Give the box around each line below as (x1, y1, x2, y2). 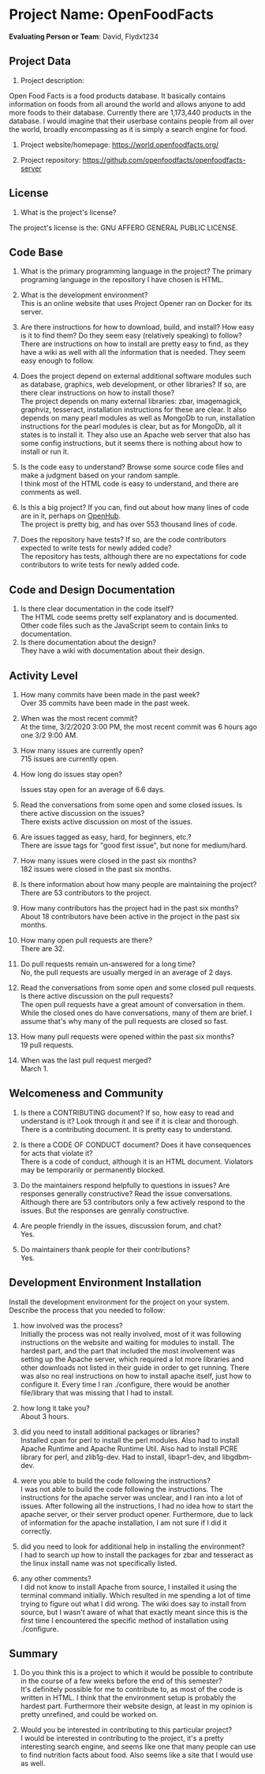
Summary (9, 1647, 58, 1661)
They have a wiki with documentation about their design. (20, 646, 205, 655)
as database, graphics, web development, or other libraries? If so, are (20, 379, 247, 389)
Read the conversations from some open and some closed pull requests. (20, 983, 256, 992)
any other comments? (20, 1573, 91, 1583)
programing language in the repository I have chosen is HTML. (20, 275, 224, 285)
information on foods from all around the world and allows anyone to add (9, 99, 246, 108)
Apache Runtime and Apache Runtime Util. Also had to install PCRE (20, 1444, 239, 1453)
